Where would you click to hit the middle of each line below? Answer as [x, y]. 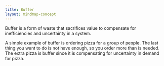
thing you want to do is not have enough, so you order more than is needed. [82, 48]
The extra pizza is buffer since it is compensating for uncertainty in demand [82, 53]
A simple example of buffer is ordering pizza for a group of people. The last [82, 43]
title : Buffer [20, 10]
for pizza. [15, 58]
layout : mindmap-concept [31, 14]
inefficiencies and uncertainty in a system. [48, 33]
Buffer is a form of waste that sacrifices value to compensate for [71, 28]
